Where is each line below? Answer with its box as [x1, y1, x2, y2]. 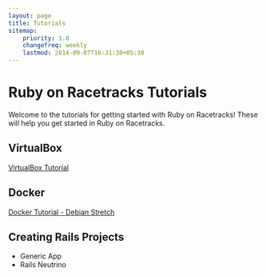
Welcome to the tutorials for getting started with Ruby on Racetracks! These [8, 110, 258, 119]
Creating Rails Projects [8, 230, 125, 244]
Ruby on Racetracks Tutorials [8, 83, 208, 102]
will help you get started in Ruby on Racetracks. [8, 118, 165, 128]
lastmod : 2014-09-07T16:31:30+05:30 [22, 49, 145, 57]
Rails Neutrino [19, 260, 66, 270]
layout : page [8, 11, 52, 20]
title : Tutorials [8, 19, 66, 27]
